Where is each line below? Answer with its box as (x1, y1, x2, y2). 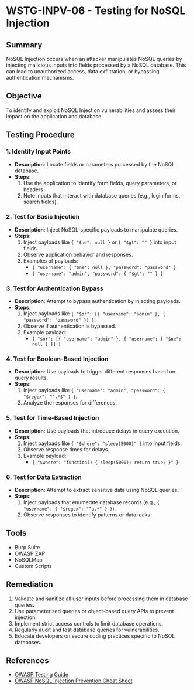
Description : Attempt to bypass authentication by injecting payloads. (14, 298, 181, 305)
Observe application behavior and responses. (23, 251, 133, 258)
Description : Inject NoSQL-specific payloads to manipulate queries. (14, 226, 178, 233)
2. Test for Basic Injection (6, 213, 80, 221)
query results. (14, 374, 49, 382)
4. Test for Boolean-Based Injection (6, 355, 109, 363)
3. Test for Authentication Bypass (6, 284, 103, 293)
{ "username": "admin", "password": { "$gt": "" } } (32, 271, 164, 277)
